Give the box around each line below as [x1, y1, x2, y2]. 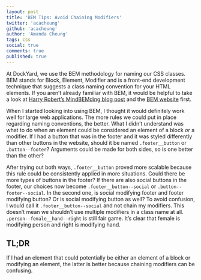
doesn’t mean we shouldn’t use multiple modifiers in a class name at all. [6, 208, 184, 215]
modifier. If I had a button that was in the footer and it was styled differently [6, 133, 193, 140]
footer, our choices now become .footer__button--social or [6, 183, 157, 190]
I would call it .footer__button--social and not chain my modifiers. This [6, 202, 185, 209]
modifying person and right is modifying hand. [6, 221, 121, 228]
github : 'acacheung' [6, 25, 58, 32]
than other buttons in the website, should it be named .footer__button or [6, 139, 187, 146]
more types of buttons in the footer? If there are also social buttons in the [6, 176, 187, 183]
